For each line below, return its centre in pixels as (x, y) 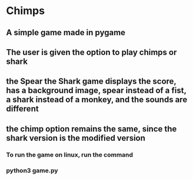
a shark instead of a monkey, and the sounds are (97, 100)
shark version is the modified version (76, 138)
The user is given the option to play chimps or (91, 52)
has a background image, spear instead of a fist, (96, 91)
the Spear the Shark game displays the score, (91, 81)
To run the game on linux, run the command (70, 155)
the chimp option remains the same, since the (91, 129)
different (23, 109)
